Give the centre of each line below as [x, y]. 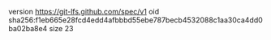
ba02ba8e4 [28, 28]
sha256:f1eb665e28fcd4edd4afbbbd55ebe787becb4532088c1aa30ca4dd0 [136, 20]
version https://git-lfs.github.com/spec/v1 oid [84, 12]
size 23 [61, 28]
